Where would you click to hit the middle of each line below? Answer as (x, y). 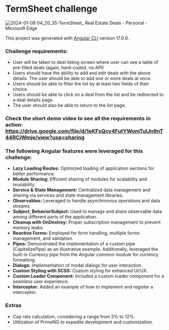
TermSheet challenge (52, 9)
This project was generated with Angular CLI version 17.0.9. (67, 38)
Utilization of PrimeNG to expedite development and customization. (83, 322)
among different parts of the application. (55, 217)
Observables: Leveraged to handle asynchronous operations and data (86, 201)
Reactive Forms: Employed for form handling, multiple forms (76, 233)
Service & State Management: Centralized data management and (81, 190)
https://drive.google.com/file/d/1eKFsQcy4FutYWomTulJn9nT (84, 131)
